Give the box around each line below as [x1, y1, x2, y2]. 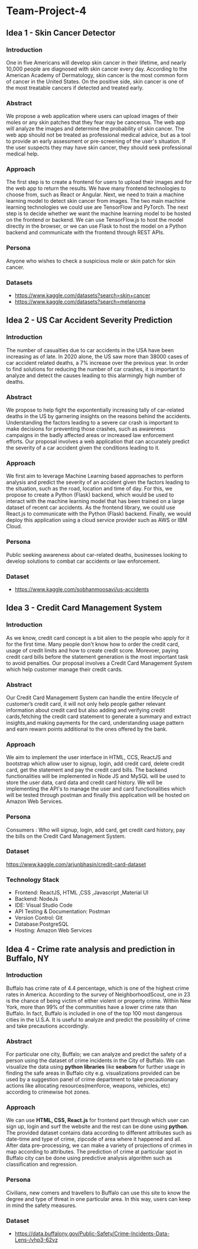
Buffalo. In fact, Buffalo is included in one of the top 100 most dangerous [6, 1009, 183, 1017]
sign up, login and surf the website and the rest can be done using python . [6, 1123, 189, 1130]
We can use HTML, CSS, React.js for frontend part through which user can [6, 1117, 189, 1124]
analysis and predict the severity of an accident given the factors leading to [6, 479, 190, 486]
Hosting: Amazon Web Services [14, 927, 92, 934]
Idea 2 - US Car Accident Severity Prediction [6, 316, 173, 326]
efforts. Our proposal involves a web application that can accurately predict [6, 438, 190, 445]
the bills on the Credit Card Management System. [6, 832, 126, 840]
